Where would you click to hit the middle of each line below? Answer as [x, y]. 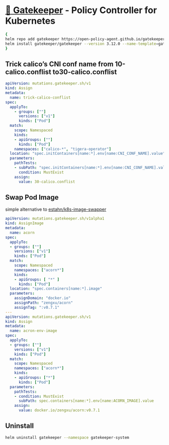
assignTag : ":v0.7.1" [37, 307]
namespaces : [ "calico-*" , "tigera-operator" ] [63, 149]
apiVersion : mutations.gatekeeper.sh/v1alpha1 [55, 219]
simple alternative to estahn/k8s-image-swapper [56, 209]
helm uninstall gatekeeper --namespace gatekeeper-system [67, 437]
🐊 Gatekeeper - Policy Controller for [81, 10]
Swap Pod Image [32, 197]
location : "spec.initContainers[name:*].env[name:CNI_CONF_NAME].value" [88, 154]
